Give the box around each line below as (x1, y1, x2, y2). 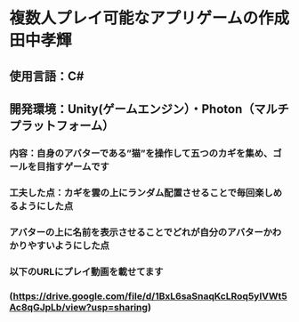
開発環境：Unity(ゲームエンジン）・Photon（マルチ (9, 101, 289, 117)
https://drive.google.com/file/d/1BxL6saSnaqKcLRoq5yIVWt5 (12, 290, 287, 302)
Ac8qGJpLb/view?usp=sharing (9, 301, 149, 313)
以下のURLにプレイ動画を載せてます (9, 265, 164, 278)
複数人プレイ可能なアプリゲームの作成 (9, 8, 290, 28)
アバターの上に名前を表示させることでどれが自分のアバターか (9, 226, 273, 238)
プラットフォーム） (9, 117, 115, 133)
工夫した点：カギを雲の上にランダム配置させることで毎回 (9, 186, 255, 198)
